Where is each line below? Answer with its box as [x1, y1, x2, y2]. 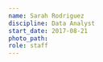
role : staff [8, 42, 48, 50]
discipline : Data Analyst [8, 19, 95, 27]
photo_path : [8, 34, 48, 43]
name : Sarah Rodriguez [8, 11, 84, 20]
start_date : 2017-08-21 [8, 27, 89, 35]
